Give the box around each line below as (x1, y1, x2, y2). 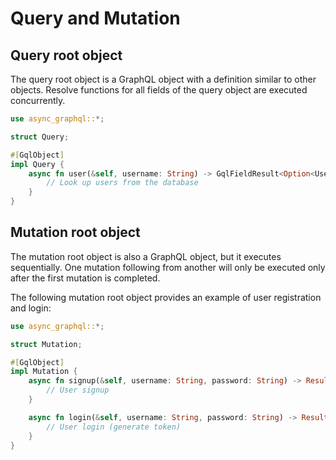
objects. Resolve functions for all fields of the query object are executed (10, 84, 308, 96)
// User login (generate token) (46, 422, 182, 432)
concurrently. (10, 95, 66, 106)
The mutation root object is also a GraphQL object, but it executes (10, 250, 282, 262)
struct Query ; (10, 132, 70, 142)
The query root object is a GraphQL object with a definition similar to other (10, 73, 317, 85)
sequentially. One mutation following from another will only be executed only (10, 261, 326, 273)
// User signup (46, 385, 110, 396)
